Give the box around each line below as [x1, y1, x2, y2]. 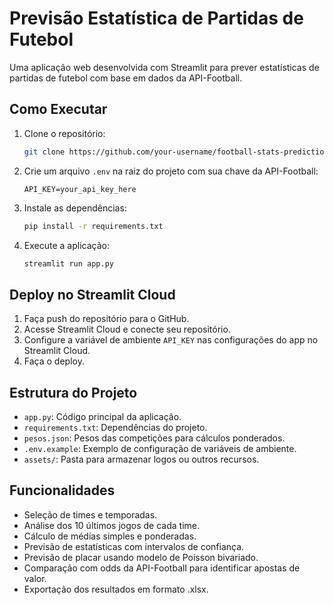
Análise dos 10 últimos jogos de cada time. [23, 519, 201, 531]
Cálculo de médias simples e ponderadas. [23, 530, 197, 542]
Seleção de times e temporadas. [23, 508, 158, 521]
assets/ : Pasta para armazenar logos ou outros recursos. [23, 453, 260, 465]
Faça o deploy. [23, 355, 85, 367]
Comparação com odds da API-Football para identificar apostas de [23, 562, 301, 574]
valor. [23, 572, 47, 584]
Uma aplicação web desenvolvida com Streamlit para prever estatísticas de [9, 61, 320, 73]
